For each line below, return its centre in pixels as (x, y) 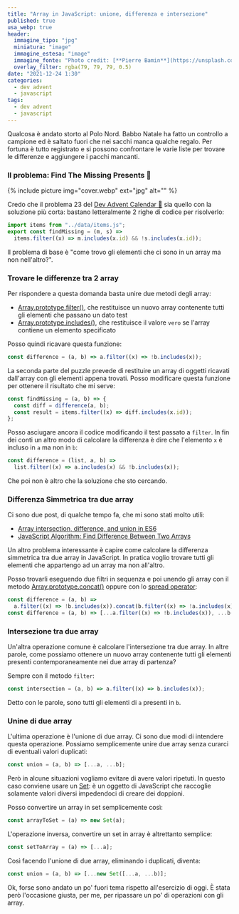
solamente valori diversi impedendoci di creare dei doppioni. (96, 793)
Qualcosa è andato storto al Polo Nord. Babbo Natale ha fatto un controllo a (118, 133)
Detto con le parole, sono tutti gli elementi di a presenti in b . (94, 703)
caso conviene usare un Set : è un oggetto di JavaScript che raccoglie (110, 786)
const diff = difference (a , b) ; (62, 405)
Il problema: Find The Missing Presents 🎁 (79, 175)
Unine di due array (40, 721)
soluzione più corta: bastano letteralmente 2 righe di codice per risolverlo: (116, 212)
